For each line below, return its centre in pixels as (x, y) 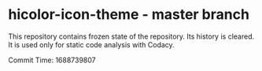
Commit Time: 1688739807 (52, 60)
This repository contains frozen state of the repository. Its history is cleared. (131, 36)
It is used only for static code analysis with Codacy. (91, 44)
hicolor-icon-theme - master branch (129, 15)
